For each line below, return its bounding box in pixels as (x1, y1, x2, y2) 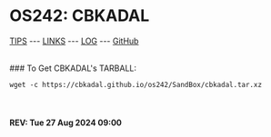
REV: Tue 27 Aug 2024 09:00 (9, 117, 123, 128)
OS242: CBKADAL (9, 5, 150, 26)
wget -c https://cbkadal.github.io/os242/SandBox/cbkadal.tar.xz (9, 80, 262, 89)
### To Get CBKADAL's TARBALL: (9, 63, 137, 73)
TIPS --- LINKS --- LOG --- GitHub (9, 35, 139, 46)
